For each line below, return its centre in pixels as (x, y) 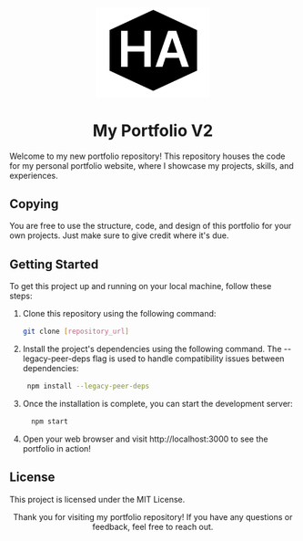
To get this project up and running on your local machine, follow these (141, 286)
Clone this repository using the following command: (119, 314)
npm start (50, 421)
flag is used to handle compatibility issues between (188, 359)
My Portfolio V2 (153, 130)
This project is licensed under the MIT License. (97, 499)
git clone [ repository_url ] (76, 332)
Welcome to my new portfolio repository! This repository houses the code (147, 156)
